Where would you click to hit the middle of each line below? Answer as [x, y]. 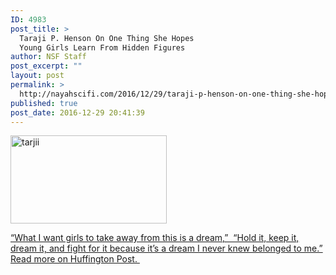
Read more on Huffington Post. [74, 259]
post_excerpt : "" [46, 66]
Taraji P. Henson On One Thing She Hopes [107, 38]
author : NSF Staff [48, 57]
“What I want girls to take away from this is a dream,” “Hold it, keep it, [155, 238]
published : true [44, 103]
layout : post [37, 76]
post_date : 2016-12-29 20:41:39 [77, 112]
